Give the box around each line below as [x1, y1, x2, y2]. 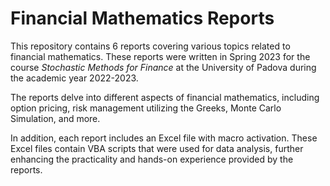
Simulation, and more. [10, 112, 101, 124]
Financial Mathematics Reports [10, 7, 275, 30]
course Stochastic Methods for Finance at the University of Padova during [10, 61, 317, 73]
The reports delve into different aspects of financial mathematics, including [10, 91, 320, 103]
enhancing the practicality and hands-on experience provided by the [10, 153, 294, 165]
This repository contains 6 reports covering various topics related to [10, 40, 291, 52]
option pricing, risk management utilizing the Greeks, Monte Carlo [10, 102, 282, 114]
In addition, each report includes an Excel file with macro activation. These [10, 132, 318, 144]
